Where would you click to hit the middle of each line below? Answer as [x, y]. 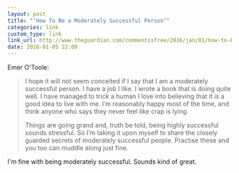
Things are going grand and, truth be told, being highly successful [122, 125]
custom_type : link [34, 34]
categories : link [33, 27]
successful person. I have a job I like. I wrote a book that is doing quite [128, 89]
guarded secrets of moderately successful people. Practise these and [127, 140]
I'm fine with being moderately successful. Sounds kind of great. [102, 162]
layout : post [27, 14]
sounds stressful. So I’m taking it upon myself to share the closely [121, 133]
